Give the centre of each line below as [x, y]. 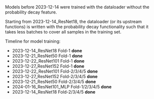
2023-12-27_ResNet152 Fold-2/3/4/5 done [55, 76]
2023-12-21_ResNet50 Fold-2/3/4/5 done [54, 82]
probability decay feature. [31, 12]
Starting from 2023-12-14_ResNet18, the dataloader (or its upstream [74, 22]
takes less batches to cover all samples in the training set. [63, 32]
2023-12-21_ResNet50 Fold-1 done [47, 56]
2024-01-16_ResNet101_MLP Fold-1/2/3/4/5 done [62, 87]
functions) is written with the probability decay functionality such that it [77, 27]
